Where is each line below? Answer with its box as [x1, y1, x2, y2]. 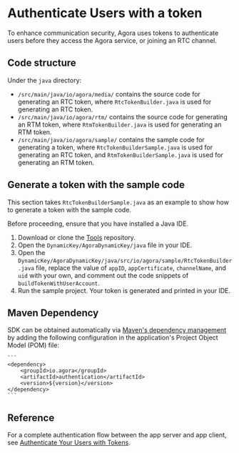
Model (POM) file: [7, 341, 59, 349]
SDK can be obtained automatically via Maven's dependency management [7, 326, 227, 334]
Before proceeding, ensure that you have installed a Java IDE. [7, 219, 189, 228]
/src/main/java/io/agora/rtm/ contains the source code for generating [17, 112, 228, 121]
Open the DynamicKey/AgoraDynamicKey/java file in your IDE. [17, 241, 193, 249]
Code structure [7, 57, 76, 69]
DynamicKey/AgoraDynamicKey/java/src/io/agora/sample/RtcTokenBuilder [17, 257, 233, 264]
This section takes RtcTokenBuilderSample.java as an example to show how [7, 198, 230, 206]
